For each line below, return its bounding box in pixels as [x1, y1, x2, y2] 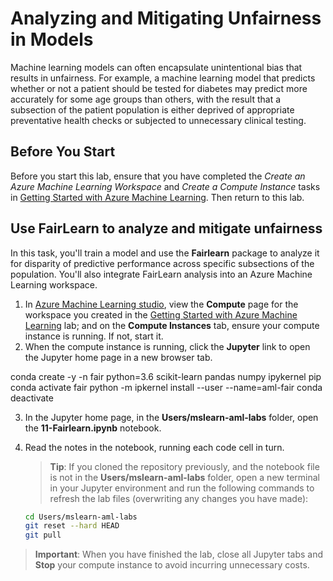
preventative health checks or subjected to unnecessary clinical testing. [10, 114, 307, 126]
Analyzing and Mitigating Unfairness [10, 7, 322, 30]
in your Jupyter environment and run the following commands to [49, 482, 315, 494]
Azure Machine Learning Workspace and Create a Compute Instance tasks [10, 180, 321, 192]
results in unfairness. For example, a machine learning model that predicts [10, 72, 316, 84]
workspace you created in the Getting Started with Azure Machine [24, 308, 298, 321]
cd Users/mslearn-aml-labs [24, 512, 138, 522]
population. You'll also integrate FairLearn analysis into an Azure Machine [10, 268, 313, 280]
